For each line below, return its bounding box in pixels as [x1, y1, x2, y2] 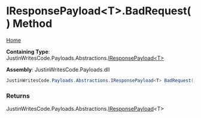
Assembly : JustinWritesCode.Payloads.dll [6, 66, 110, 73]
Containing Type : [6, 48, 50, 55]
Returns [6, 91, 30, 100]
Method [13, 17, 53, 30]
